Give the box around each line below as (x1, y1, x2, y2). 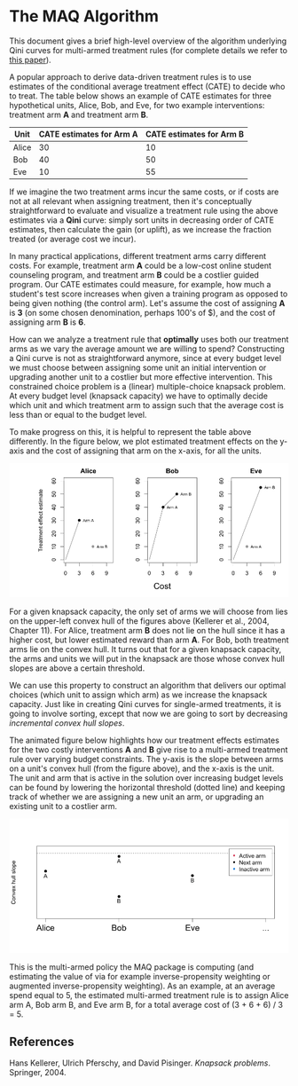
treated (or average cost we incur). (9, 233, 137, 244)
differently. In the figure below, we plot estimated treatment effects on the (9, 436, 278, 446)
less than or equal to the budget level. (9, 409, 147, 420)
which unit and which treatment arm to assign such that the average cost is (9, 399, 284, 410)
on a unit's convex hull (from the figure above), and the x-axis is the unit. (9, 763, 275, 774)
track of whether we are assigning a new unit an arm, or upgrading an (9, 791, 264, 802)
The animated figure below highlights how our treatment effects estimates (9, 735, 279, 745)
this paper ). (9, 54, 51, 65)
